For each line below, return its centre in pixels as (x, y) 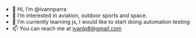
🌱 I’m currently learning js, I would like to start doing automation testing (101, 22)
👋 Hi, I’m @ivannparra (39, 9)
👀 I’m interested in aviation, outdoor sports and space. (79, 15)
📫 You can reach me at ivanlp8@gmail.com (67, 28)
